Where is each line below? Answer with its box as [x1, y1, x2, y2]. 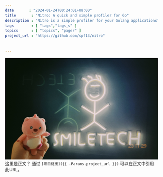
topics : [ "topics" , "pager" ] [5, 28, 81, 33]
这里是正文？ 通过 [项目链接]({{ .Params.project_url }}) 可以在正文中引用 [5, 161, 154, 167]
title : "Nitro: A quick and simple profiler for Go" [5, 13, 130, 18]
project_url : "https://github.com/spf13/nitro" [5, 33, 105, 38]
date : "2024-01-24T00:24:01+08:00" [5, 8, 92, 13]
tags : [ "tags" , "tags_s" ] [5, 23, 77, 28]
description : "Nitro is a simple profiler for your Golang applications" [5, 18, 160, 23]
